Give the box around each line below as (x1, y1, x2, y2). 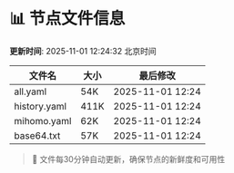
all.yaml (14, 85, 47, 98)
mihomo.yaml (14, 114, 72, 127)
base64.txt (14, 129, 61, 141)
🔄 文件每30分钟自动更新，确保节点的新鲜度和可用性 (31, 153, 226, 164)
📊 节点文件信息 (9, 8, 126, 29)
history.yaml (14, 100, 66, 112)
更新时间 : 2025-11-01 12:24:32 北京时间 (9, 45, 157, 56)
